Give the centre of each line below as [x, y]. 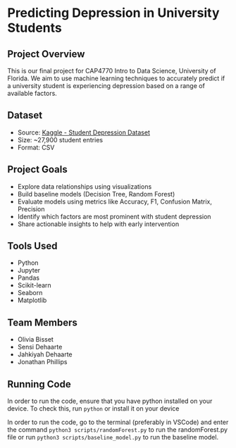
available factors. [32, 93]
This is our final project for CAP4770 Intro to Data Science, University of [112, 71]
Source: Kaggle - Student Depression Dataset [83, 132]
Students [35, 28]
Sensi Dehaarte [40, 347]
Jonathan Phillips [42, 362]
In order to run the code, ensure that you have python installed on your [110, 401]
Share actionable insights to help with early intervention [98, 224]
